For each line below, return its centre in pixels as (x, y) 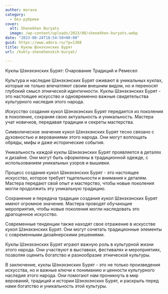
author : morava (21, 10)
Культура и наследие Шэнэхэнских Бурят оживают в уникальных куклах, (84, 80)
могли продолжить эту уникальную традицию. (56, 188)
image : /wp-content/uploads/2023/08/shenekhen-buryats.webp (74, 33)
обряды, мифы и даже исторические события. (55, 142)
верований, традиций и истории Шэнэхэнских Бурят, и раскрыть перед (82, 280)
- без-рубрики (24, 19)
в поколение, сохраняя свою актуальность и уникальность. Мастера (79, 116)
